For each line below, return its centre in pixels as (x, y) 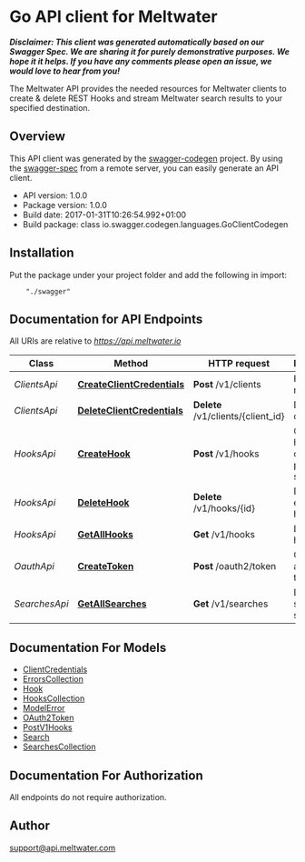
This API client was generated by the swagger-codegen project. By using (146, 158)
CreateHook (104, 454)
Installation (42, 253)
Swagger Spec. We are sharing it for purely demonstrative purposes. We (150, 51)
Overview (38, 137)
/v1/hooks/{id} (224, 508)
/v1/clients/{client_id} (239, 416)
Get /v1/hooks (224, 535)
